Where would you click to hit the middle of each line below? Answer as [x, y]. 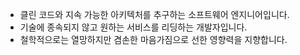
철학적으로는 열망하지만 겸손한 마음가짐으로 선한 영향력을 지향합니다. [153, 39]
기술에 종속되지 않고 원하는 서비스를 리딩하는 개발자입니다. [133, 27]
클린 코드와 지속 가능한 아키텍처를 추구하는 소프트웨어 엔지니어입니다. [154, 14]
